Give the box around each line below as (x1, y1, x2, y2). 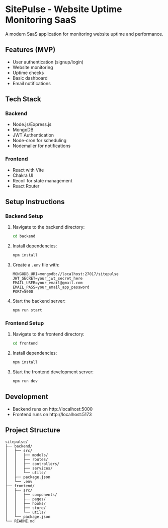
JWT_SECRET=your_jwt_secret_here (12, 276, 83, 281)
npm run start (12, 308, 42, 313)
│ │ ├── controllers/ (5, 461, 59, 467)
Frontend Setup (5, 319, 44, 326)
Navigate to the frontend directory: (12, 331, 85, 337)
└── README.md (5, 518, 35, 523)
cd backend (12, 234, 36, 239)
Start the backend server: (12, 298, 66, 304)
